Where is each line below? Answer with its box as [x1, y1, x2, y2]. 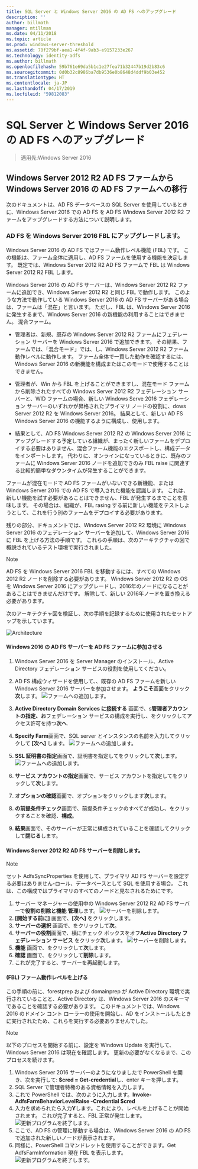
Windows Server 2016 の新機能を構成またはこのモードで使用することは [14, 360, 189, 367]
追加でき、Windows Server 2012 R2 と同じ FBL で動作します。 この [21, 288, 185, 296]
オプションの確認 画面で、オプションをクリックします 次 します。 [14, 792, 170, 799]
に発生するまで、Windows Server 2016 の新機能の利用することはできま [6, 311, 180, 318]
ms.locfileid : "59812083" [6, 91, 70, 97]
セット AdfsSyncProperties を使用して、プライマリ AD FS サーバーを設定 [6, 873, 184, 880]
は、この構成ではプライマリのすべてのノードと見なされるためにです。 [6, 887, 176, 894]
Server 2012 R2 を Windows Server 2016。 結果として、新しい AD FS [14, 409, 183, 417]
